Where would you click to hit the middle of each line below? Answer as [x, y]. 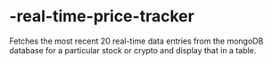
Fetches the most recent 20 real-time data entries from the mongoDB [136, 41]
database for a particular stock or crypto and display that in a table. [133, 50]
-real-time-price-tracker [102, 16]
